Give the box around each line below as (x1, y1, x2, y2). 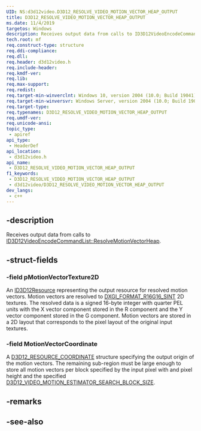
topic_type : (6, 126, 36, 132)
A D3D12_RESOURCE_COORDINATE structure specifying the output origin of (6, 354, 194, 361)
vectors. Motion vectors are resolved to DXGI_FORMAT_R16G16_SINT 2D (6, 293, 184, 300)
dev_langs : (6, 187, 33, 193)
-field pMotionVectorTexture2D (6, 273, 99, 281)
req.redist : (6, 87, 36, 93)
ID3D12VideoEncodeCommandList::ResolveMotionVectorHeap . (6, 238, 162, 245)
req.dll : (6, 53, 28, 59)
